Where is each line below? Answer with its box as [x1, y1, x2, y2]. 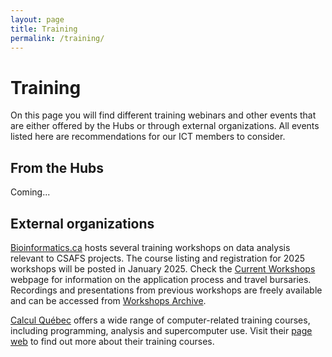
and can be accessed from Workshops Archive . [10, 294, 207, 306]
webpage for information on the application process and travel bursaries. [10, 273, 312, 285]
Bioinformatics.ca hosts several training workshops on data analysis [10, 241, 291, 253]
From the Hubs [10, 159, 105, 176]
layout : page [10, 14, 65, 25]
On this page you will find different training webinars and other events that [10, 109, 317, 121]
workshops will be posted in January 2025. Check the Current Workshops [10, 262, 316, 275]
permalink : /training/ [10, 33, 105, 43]
